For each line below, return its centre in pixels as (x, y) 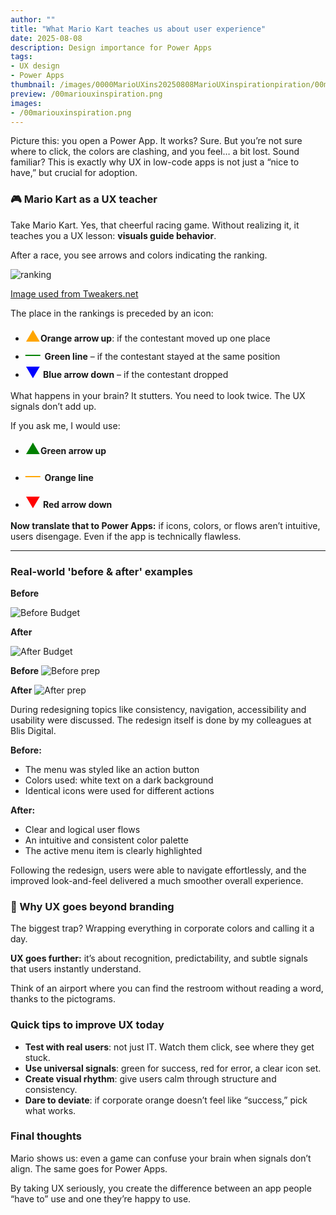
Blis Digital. (33, 730)
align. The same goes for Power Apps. (89, 1168)
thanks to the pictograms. (63, 999)
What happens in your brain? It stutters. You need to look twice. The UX (158, 395)
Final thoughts (46, 1136)
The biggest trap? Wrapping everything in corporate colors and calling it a (162, 928)
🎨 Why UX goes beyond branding (92, 906)
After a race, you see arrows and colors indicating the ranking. (139, 255)
